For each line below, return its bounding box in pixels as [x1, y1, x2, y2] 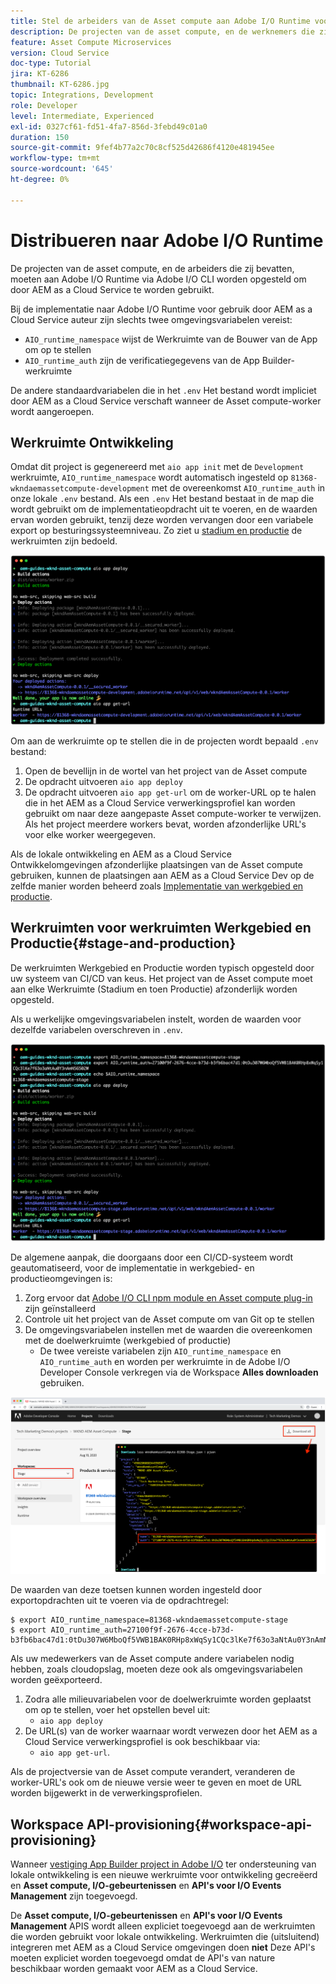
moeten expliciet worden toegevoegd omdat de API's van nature [10, 1952, 276, 1964]
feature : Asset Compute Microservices [10, 37, 172, 47]
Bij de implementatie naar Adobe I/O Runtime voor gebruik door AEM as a [10, 303, 313, 315]
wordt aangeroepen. [10, 405, 95, 417]
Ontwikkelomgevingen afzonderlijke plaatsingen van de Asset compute [10, 858, 303, 870]
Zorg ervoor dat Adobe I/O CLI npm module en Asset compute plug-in [24, 1292, 313, 1304]
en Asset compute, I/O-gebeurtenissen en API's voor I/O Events [10, 1880, 282, 1892]
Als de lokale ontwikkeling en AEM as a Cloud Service [10, 848, 232, 860]
